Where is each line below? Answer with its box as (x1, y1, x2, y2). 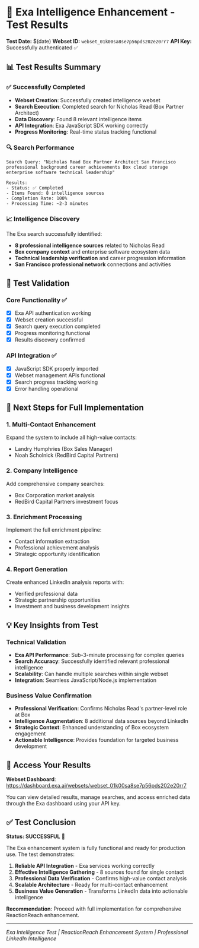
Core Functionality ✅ (6, 296, 67, 304)
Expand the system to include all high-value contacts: (6, 434, 137, 441)
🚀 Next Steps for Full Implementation (6, 403, 144, 413)
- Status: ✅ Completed (6, 185, 63, 191)
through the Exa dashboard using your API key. (6, 800, 121, 807)
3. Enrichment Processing (6, 513, 82, 521)
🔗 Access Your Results (6, 760, 91, 770)
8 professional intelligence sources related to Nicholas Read (14, 242, 165, 249)
